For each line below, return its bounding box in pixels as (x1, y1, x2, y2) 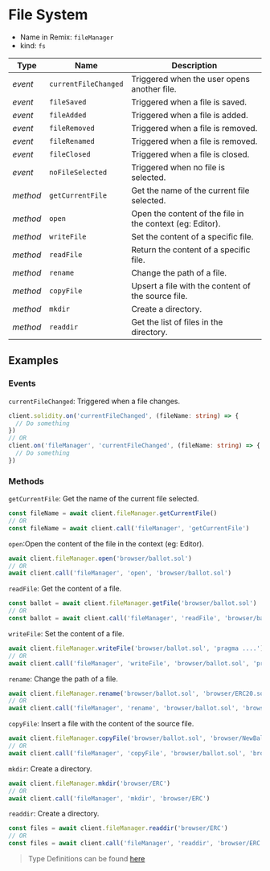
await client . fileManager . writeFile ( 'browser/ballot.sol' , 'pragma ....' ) (8, 644, 264, 652)
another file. (131, 83, 177, 94)
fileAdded (49, 110, 87, 120)
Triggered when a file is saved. (131, 96, 247, 108)
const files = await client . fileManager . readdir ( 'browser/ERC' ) (8, 824, 228, 832)
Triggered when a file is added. (131, 109, 249, 121)
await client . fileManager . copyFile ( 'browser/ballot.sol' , (8, 734, 207, 742)
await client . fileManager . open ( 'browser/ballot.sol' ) (8, 554, 193, 562)
